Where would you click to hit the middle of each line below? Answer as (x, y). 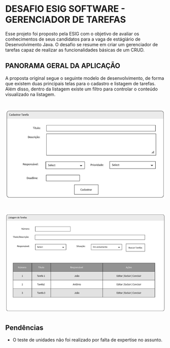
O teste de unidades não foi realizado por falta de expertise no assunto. (88, 340)
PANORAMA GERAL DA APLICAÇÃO (63, 66)
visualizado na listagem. (30, 94)
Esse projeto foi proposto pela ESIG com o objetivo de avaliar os (72, 34)
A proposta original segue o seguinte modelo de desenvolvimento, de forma (85, 78)
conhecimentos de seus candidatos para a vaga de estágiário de (73, 39)
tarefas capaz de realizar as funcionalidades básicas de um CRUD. (75, 50)
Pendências (24, 327)
